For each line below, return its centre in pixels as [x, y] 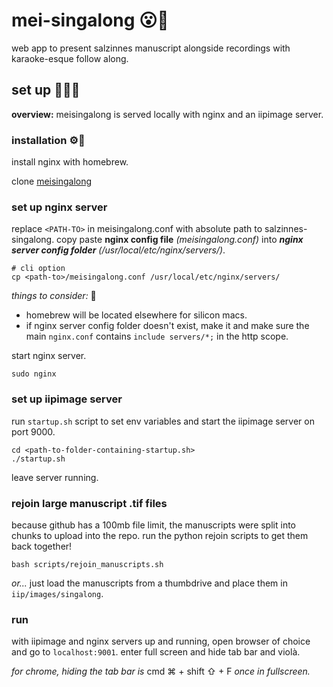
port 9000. [33, 431]
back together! [42, 546]
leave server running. [55, 477]
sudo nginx [34, 374]
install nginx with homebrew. [70, 162]
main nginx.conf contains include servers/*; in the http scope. [157, 336]
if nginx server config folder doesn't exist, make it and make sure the [167, 326]
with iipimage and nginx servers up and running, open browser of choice [161, 641]
